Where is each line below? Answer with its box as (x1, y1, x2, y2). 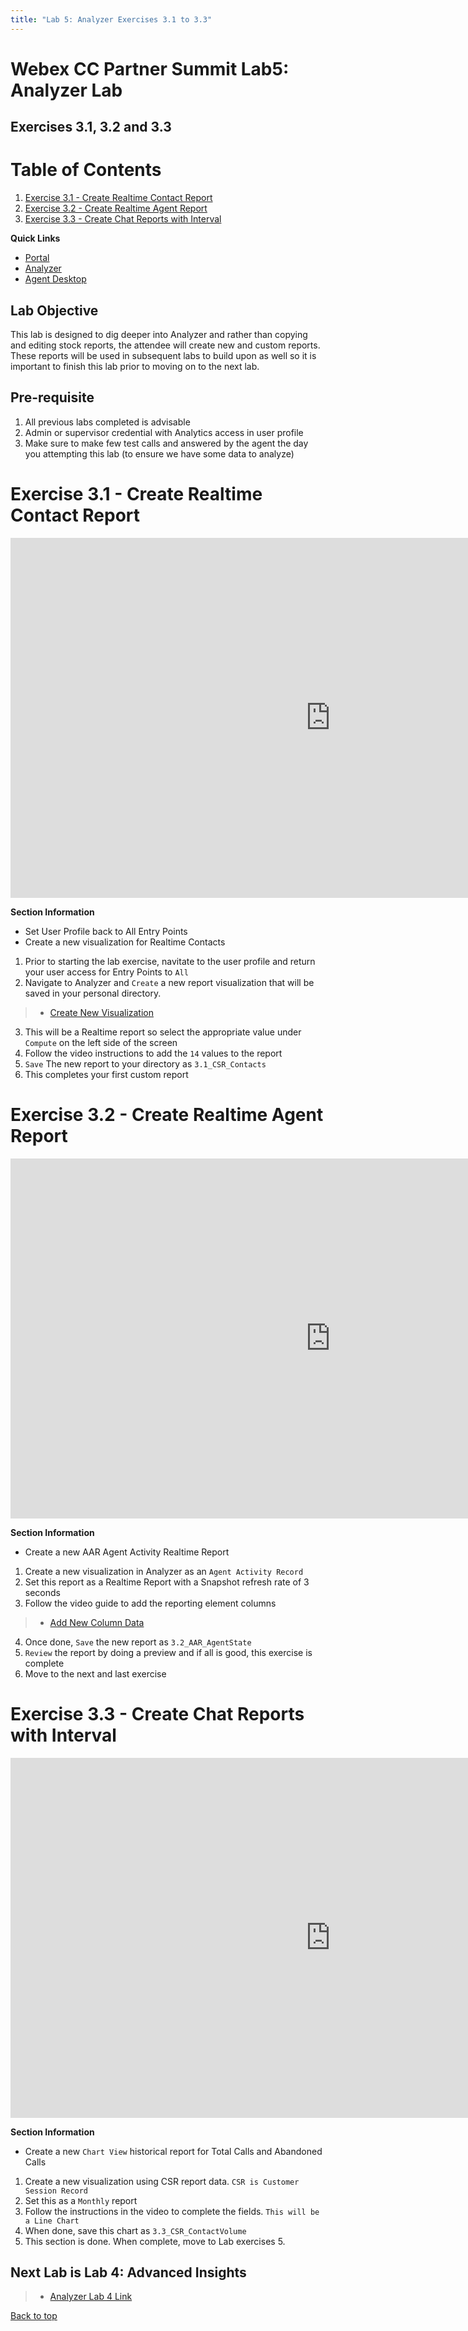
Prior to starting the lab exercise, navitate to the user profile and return (24, 955, 316, 967)
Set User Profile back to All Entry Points (24, 925, 188, 937)
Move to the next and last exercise (24, 1667, 167, 1680)
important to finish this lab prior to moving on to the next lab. (10, 360, 260, 372)
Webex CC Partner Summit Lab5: (10, 57, 290, 80)
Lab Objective (10, 302, 99, 319)
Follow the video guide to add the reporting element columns (24, 1597, 277, 1609)
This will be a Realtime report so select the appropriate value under (24, 1026, 302, 1038)
